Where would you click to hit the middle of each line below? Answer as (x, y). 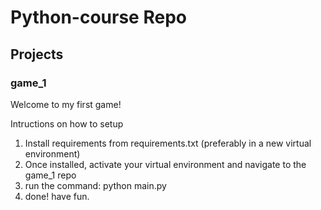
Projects (37, 54)
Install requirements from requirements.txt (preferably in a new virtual (168, 143)
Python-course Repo (98, 17)
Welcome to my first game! (66, 104)
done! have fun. (57, 196)
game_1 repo (50, 175)
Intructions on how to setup (67, 123)
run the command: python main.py (95, 185)
